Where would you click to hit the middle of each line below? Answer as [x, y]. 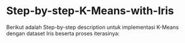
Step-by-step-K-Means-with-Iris [90, 11]
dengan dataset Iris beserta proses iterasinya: [63, 33]
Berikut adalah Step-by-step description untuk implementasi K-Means [92, 27]
